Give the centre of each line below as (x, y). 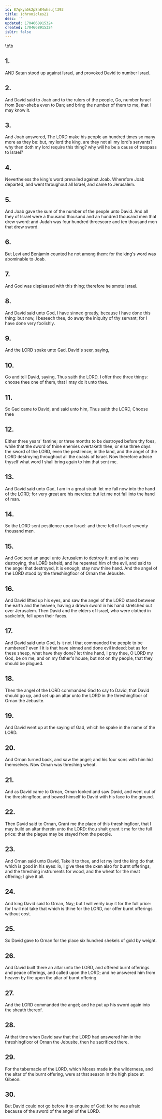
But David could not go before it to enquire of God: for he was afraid (73, 1106)
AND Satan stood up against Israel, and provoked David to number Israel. (78, 73)
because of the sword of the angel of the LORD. (52, 1111)
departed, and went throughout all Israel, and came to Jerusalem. (70, 184)
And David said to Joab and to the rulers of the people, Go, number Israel (78, 99)
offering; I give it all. (25, 876)
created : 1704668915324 (29, 28)
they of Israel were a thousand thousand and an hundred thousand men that (81, 217)
